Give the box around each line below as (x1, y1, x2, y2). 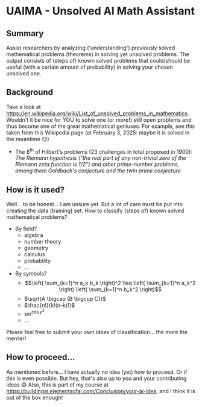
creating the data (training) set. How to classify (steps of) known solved (6, 207, 185, 215)
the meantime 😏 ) (6, 135, 49, 142)
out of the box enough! (6, 394, 63, 401)
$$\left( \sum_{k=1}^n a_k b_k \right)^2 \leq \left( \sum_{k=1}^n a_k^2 (25, 279, 196, 287)
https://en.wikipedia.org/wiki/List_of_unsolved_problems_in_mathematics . (6, 110, 189, 117)
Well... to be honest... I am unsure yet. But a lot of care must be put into (6, 201, 183, 208)
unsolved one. (6, 70, 42, 77)
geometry (24, 244, 49, 251)
